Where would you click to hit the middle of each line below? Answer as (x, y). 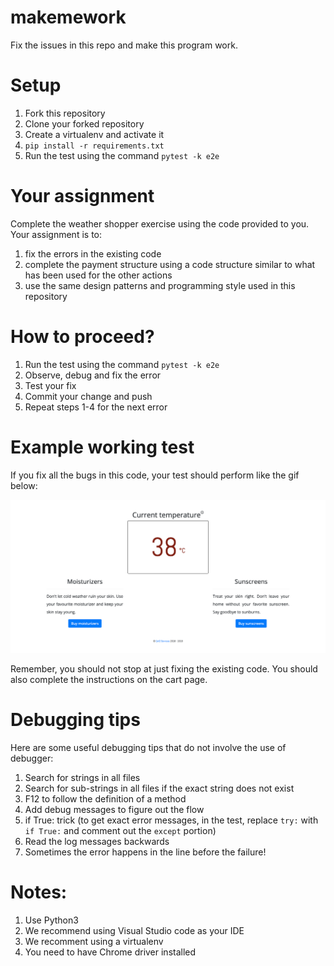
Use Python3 (51, 920)
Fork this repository (65, 113)
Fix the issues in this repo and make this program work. (124, 45)
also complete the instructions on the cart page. (109, 680)
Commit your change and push (88, 396)
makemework (68, 17)
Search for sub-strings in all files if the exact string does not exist (159, 788)
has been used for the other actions (98, 275)
